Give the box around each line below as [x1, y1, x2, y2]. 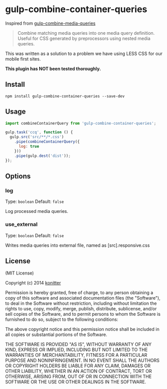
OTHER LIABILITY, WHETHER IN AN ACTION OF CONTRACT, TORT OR [5, 368, 152, 374]
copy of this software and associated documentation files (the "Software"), [5, 295, 161, 301]
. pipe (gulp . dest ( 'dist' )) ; [14, 153, 71, 158]
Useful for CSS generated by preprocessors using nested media [17, 35, 151, 41]
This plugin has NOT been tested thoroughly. [5, 66, 102, 72]
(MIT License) [5, 270, 34, 276]
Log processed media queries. [5, 208, 69, 214]
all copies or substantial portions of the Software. [5, 331, 107, 338]
